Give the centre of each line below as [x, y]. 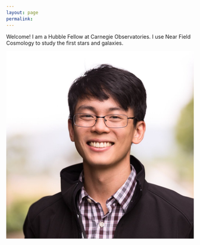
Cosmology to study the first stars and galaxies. [65, 43]
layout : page [22, 12]
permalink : [20, 19]
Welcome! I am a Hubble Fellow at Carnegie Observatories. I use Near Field [99, 36]
